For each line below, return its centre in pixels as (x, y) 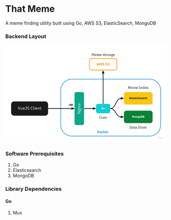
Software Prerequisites (35, 154)
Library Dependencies (34, 189)
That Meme (30, 9)
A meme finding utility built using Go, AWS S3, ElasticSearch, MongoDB (81, 23)
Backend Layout (26, 36)
